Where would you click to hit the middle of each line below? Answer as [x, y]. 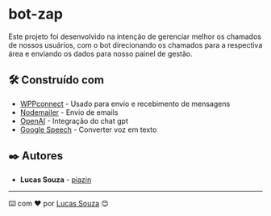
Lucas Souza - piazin [56, 180]
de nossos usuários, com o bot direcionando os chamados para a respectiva [135, 44]
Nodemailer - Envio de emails [69, 112]
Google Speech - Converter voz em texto [88, 129]
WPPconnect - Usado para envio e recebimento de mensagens [125, 104]
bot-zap [35, 14]
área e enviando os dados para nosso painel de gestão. [100, 53]
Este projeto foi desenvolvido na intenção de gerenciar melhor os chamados [135, 36]
